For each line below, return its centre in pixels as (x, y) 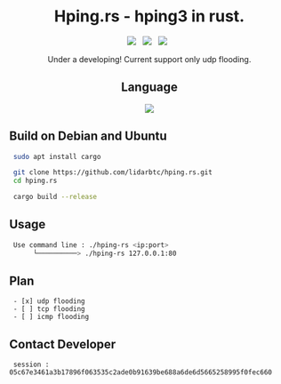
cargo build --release (55, 197)
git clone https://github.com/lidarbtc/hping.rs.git (113, 172)
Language (149, 88)
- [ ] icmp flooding (51, 317)
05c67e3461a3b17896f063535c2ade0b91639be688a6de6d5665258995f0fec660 (141, 372)
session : (31, 365)
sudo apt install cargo (57, 156)
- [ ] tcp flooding (49, 309)
